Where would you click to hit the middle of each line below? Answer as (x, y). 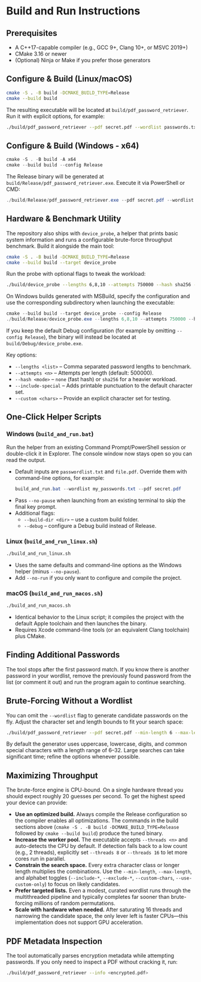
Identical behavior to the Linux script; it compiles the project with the (99, 617)
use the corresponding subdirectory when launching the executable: (91, 303)
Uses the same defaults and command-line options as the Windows (98, 565)
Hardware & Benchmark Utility (64, 219)
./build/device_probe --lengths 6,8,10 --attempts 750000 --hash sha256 (99, 285)
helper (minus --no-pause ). (48, 571)
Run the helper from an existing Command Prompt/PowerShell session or (96, 447)
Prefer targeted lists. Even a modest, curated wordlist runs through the (103, 890)
